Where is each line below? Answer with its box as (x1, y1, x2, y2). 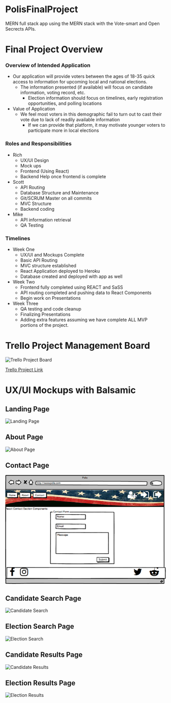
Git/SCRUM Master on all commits (20, 195, 92, 201)
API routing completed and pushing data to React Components (20, 290, 152, 296)
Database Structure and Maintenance (20, 189, 99, 195)
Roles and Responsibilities (5, 140, 72, 147)
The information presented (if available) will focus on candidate (20, 84, 153, 90)
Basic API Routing (20, 257, 58, 263)
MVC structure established (20, 263, 76, 269)
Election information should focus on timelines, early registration (27, 95, 163, 101)
